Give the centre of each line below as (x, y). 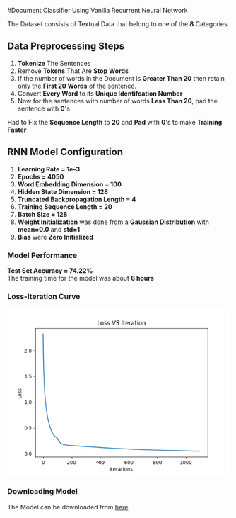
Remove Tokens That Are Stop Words (73, 71)
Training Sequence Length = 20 (65, 207)
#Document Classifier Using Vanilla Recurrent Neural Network (98, 10)
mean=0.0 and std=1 (48, 229)
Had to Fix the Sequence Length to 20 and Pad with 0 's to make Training (115, 122)
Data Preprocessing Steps (66, 46)
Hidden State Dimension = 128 (63, 191)
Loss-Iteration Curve (44, 296)
